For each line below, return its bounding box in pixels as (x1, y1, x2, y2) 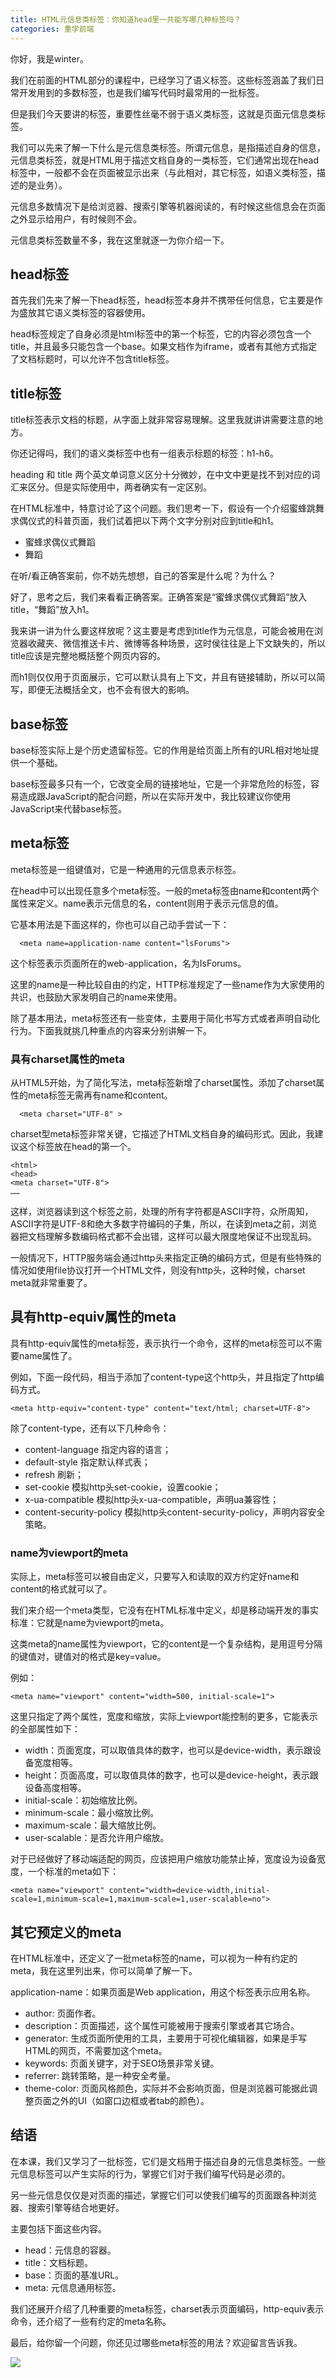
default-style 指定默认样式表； (24, 1456, 151, 1468)
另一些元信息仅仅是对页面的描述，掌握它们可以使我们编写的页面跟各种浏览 (10, 2189, 317, 2201)
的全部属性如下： (10, 1723, 81, 1735)
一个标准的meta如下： (27, 1866, 119, 1878)
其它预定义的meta (10, 1924, 122, 1941)
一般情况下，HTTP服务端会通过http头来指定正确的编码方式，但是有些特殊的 (10, 1252, 322, 1264)
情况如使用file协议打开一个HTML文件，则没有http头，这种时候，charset (10, 1264, 306, 1276)
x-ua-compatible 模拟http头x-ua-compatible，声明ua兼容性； (24, 1493, 280, 1505)
